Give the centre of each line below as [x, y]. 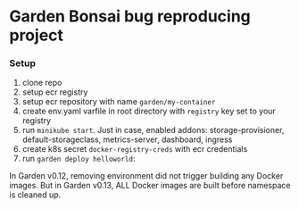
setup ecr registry [55, 92]
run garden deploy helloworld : [79, 159]
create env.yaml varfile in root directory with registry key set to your [149, 111]
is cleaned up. [35, 195]
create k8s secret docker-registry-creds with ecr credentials [135, 149]
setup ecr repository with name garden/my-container [119, 102]
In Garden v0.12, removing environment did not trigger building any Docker [146, 176]
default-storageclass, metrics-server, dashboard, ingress [127, 139]
